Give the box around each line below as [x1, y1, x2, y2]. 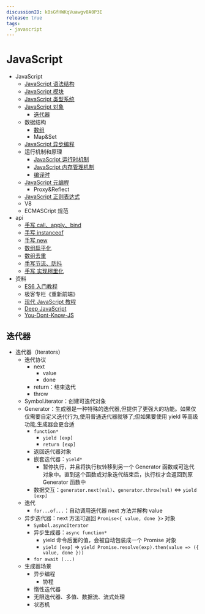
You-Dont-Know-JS [24, 311, 75, 319]
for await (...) [33, 556, 75, 562]
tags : [6, 20, 20, 26]
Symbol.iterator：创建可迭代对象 [24, 397, 106, 405]
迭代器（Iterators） [15, 348, 64, 356]
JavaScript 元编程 [24, 179, 69, 186]
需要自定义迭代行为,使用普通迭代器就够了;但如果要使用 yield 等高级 [29, 413, 199, 420]
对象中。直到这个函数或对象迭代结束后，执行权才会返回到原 [42, 471, 193, 478]
